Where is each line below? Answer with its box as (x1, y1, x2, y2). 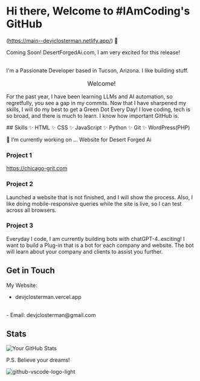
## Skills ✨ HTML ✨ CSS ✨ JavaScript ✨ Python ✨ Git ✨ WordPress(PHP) (6, 124, 190, 131)
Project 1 (6, 151, 32, 159)
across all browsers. (6, 207, 57, 214)
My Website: (6, 281, 37, 289)
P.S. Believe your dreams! (6, 356, 71, 363)
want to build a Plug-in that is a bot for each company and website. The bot (6, 242, 195, 249)
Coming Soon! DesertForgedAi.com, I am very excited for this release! (6, 48, 180, 56)
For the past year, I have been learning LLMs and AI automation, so (6, 92, 173, 100)
